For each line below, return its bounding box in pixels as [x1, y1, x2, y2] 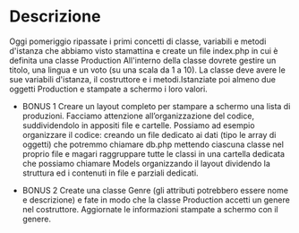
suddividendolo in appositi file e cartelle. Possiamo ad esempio [21, 119, 255, 131]
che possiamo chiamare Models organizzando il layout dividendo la [21, 158, 271, 168]
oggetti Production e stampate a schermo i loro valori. [9, 83, 208, 94]
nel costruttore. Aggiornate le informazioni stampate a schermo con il [21, 203, 279, 214]
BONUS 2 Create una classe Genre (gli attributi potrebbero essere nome [21, 185, 289, 195]
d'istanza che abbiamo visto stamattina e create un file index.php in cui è [9, 45, 279, 56]
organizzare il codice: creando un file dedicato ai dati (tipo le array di [21, 129, 277, 140]
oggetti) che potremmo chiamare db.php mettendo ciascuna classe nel [21, 139, 285, 150]
